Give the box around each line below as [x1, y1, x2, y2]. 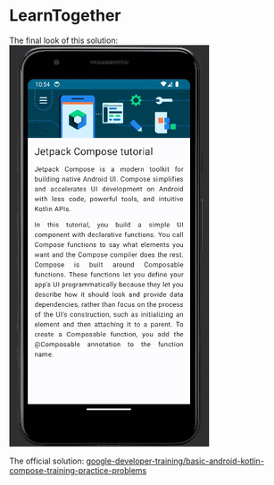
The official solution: [9, 455, 85, 466]
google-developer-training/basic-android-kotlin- [86, 455, 265, 466]
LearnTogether [9, 5, 121, 26]
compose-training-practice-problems [9, 464, 147, 475]
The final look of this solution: [9, 35, 119, 46]
